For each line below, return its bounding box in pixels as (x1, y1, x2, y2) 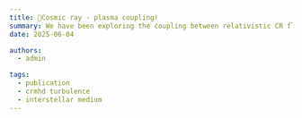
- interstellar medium (17, 95, 102, 104)
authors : (9, 46, 42, 55)
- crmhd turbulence (17, 87, 91, 96)
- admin (17, 55, 47, 63)
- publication (17, 79, 70, 88)
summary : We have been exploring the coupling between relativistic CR (9, 21, 283, 30)
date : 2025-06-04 (9, 29, 75, 38)
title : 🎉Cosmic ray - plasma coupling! (9, 13, 159, 22)
